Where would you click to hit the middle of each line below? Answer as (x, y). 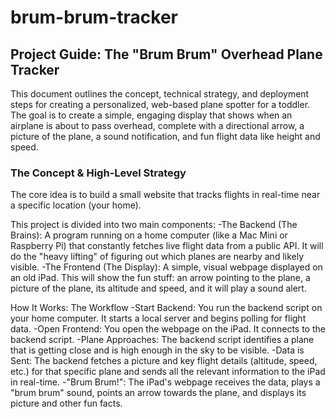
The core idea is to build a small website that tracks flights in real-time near (165, 195)
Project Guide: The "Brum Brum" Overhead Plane (166, 54)
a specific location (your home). (76, 205)
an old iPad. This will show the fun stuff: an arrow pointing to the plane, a (160, 278)
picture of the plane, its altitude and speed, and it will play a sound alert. (158, 288)
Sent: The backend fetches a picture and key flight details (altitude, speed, (164, 361)
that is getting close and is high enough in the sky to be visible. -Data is (157, 350)
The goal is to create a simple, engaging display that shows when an (151, 115)
